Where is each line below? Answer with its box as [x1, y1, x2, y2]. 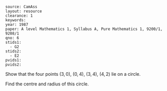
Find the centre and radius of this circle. [5, 81, 89, 87]
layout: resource [5, 9, 42, 14]
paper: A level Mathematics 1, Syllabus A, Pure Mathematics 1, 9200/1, [5, 26, 163, 32]
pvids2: [5, 62, 22, 67]
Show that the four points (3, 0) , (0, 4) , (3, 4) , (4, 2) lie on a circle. [5, 71, 141, 77]
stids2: [5, 49, 22, 54]
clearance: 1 [5, 13, 33, 18]
